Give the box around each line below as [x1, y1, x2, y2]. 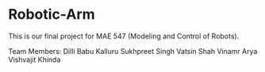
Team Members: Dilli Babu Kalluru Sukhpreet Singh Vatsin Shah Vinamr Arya [8, 46, 258, 56]
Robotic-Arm [8, 5, 95, 23]
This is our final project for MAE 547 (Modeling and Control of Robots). [8, 31, 240, 41]
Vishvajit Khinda [8, 55, 61, 64]
